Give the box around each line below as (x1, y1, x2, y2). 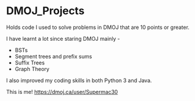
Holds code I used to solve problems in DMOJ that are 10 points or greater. (6, 24, 190, 31)
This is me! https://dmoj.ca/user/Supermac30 (6, 88, 118, 95)
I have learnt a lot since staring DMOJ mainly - (6, 35, 120, 42)
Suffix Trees (14, 59, 45, 66)
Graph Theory (14, 65, 49, 72)
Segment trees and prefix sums (14, 53, 92, 60)
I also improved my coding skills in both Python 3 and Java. (6, 77, 152, 84)
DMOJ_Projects (6, 4, 85, 18)
